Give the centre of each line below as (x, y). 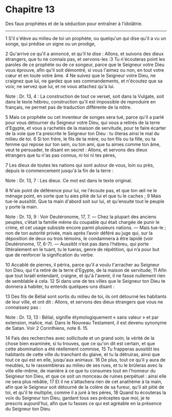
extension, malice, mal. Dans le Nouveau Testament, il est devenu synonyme (86, 322)
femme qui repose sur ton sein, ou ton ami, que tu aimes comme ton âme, (83, 144)
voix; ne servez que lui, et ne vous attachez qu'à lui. (60, 86)
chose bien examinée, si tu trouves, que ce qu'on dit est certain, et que (80, 343)
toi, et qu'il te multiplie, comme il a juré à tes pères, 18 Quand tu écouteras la (86, 392)
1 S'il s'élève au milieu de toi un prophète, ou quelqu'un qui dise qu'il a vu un (86, 38)
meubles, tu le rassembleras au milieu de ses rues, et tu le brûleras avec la (84, 365)
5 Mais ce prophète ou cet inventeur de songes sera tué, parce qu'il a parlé (85, 117)
